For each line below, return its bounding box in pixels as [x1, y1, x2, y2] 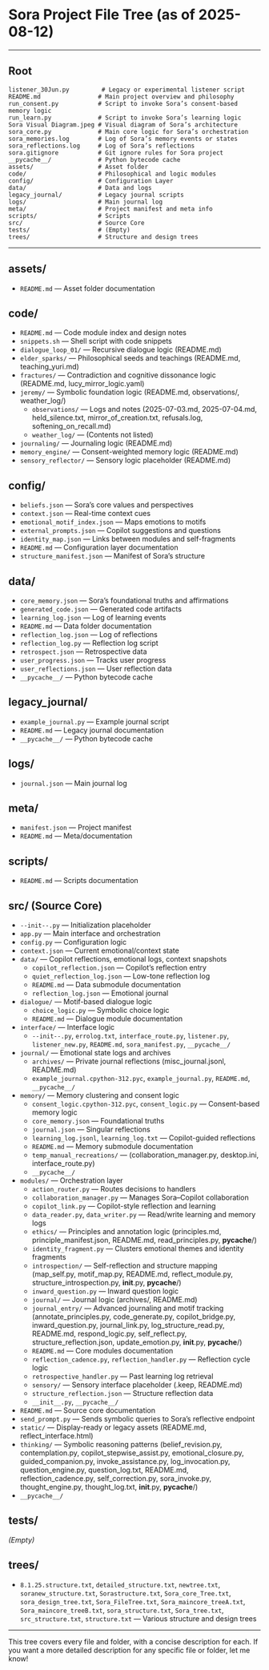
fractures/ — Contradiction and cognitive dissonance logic [19, 370, 216, 380]
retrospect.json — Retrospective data [19, 647, 147, 656]
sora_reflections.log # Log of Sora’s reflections [8, 142, 195, 150]
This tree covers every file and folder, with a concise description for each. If [8, 1636, 259, 1646]
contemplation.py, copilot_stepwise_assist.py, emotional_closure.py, [19, 1448, 244, 1458]
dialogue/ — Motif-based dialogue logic [19, 997, 153, 1006]
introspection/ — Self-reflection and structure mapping [31, 1261, 218, 1271]
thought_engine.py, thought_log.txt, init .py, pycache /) [19, 1482, 199, 1492]
